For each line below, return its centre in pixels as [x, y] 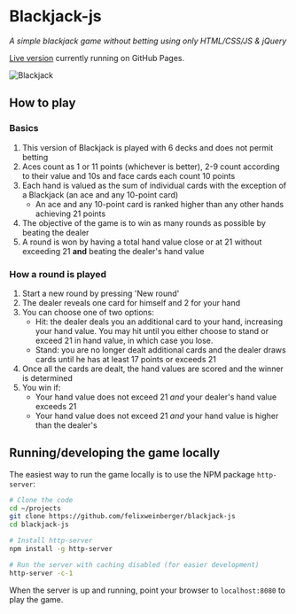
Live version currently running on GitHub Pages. [97, 58]
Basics [24, 128]
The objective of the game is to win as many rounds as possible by [144, 222]
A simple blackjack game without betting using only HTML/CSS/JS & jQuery [148, 41]
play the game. [36, 599]
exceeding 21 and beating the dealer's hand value [113, 251]
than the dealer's [66, 425]
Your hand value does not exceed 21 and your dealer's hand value [156, 397]
